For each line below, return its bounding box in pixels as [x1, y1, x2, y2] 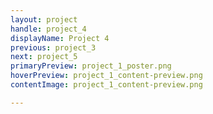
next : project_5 [10, 52, 78, 62]
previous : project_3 [10, 42, 97, 53]
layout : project [10, 14, 78, 25]
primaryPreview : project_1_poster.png [10, 61, 172, 71]
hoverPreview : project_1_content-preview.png [10, 71, 203, 81]
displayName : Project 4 [10, 33, 110, 43]
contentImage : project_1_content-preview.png [10, 80, 203, 90]
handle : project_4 [10, 24, 87, 34]
